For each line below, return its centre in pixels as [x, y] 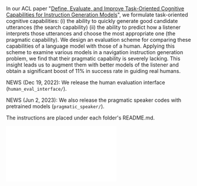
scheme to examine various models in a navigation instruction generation [95, 52]
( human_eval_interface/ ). [36, 89]
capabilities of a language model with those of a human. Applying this [91, 46]
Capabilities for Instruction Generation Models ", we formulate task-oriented [97, 15]
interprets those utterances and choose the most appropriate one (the [91, 34]
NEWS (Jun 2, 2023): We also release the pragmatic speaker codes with [94, 100]
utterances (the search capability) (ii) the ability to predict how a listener [94, 27]
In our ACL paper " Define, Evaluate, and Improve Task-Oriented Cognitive [95, 9]
